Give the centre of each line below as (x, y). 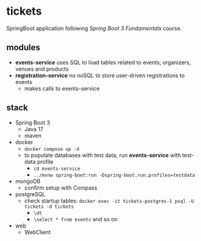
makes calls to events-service (62, 88)
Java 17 (34, 129)
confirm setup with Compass (61, 188)
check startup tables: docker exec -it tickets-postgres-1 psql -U (109, 201)
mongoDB (28, 181)
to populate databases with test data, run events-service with (103, 155)
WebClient (37, 232)
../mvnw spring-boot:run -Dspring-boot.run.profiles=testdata (114, 175)
